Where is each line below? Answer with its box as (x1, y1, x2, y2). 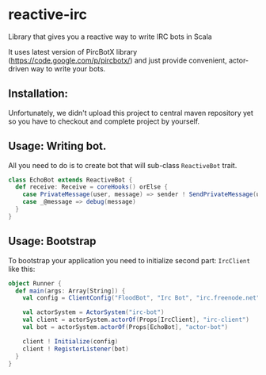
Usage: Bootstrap (8, 235, 97, 248)
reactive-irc (8, 6, 88, 24)
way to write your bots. (30, 63, 106, 73)
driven (8, 63, 29, 73)
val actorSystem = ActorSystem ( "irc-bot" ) (22, 308, 165, 316)
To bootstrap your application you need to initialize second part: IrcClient (8, 255, 251, 265)
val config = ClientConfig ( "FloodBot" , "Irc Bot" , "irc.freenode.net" (22, 294, 260, 302)
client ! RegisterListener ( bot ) (22, 345, 129, 353)
